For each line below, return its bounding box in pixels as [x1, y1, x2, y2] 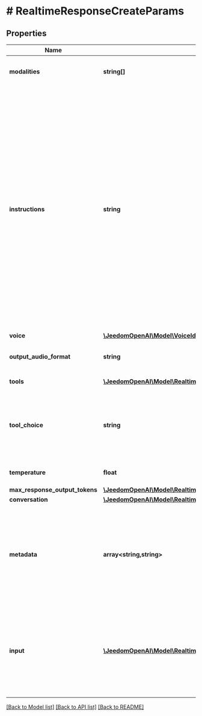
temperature [9, 468, 46, 477]
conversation [9, 495, 48, 504]
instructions [9, 205, 45, 213]
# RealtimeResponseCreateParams [6, 4, 185, 18]
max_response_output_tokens [9, 486, 97, 494]
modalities [9, 67, 40, 76]
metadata [9, 551, 37, 558]
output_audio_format [9, 353, 71, 360]
